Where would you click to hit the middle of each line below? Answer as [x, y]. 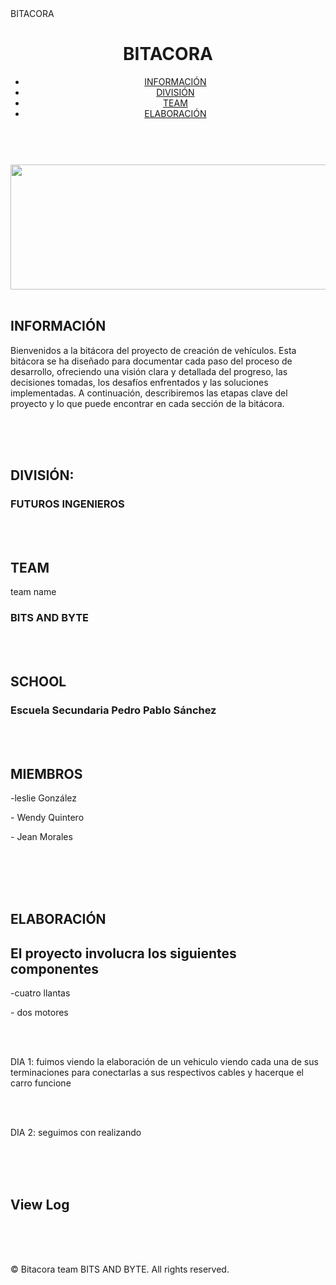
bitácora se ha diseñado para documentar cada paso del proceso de [151, 361]
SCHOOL [38, 681]
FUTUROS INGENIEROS [67, 504]
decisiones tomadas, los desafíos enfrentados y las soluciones [139, 382]
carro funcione [41, 1083]
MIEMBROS [46, 773]
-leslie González [44, 798]
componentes [54, 968]
